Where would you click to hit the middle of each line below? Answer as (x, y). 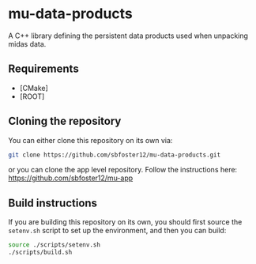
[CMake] (34, 88)
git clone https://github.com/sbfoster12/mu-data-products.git (115, 155)
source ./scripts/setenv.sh (55, 245)
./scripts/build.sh (40, 253)
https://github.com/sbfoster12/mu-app (71, 178)
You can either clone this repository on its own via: (90, 140)
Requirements (43, 69)
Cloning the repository (65, 121)
